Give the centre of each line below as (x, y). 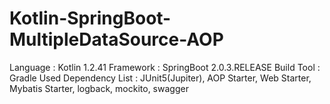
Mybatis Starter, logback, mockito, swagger (99, 88)
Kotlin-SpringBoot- (90, 18)
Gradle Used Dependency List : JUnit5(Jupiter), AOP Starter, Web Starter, (160, 78)
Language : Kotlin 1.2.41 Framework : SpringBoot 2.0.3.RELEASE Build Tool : (165, 67)
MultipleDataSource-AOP (116, 39)
